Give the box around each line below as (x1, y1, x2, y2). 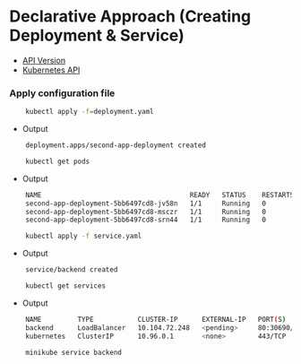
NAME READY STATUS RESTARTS (25, 190, 295, 199)
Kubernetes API (21, 65, 81, 75)
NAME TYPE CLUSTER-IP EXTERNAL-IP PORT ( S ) (25, 315, 287, 324)
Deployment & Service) (9, 25, 185, 46)
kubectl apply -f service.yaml (25, 231, 142, 241)
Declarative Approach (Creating (9, 6, 252, 27)
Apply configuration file (9, 87, 116, 100)
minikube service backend (25, 348, 123, 357)
